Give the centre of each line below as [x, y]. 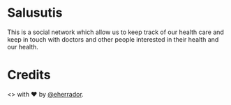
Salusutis [35, 13]
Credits [29, 75]
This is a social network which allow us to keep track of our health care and [116, 32]
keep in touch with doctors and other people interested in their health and [113, 39]
